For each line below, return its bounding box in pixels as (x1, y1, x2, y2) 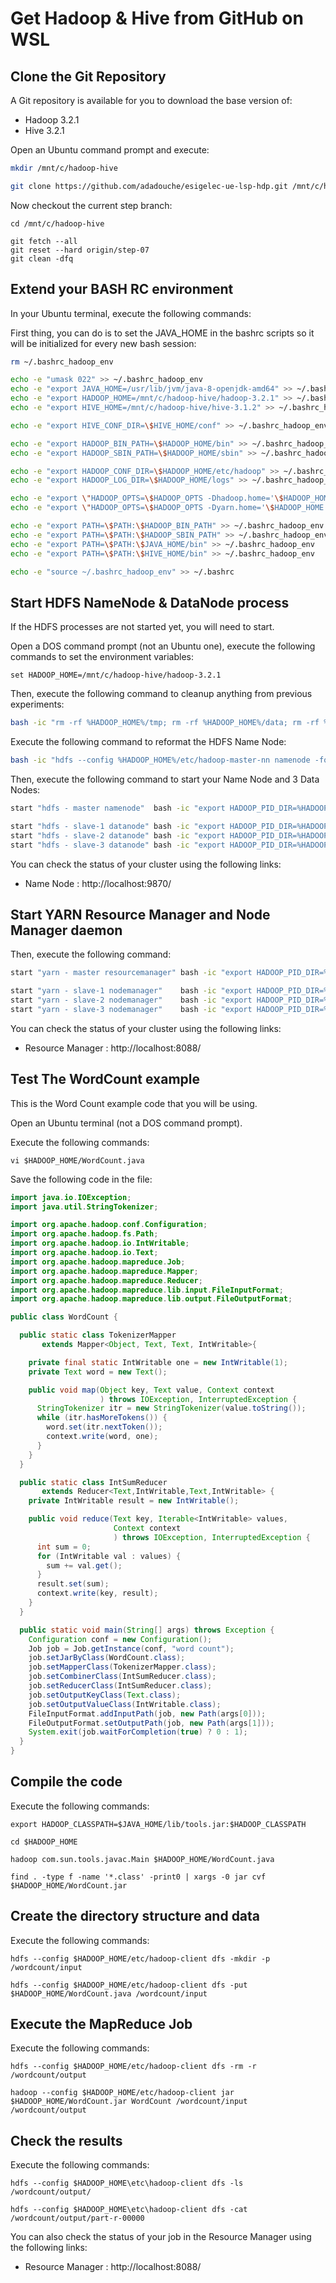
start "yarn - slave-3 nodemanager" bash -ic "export (10, 1004, 253, 1014)
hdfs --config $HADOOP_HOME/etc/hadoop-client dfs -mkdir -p (10, 1953, 271, 1964)
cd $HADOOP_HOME (10, 1837, 78, 1847)
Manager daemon (10, 922, 123, 939)
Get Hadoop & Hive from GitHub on (10, 7, 304, 30)
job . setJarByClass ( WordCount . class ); (28, 1653, 186, 1663)
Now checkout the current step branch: (10, 199, 173, 211)
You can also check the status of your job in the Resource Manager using (10, 2231, 312, 2243)
